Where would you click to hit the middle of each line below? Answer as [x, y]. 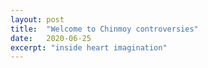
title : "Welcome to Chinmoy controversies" [104, 29]
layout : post [37, 19]
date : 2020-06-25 [51, 38]
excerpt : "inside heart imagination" [89, 47]
